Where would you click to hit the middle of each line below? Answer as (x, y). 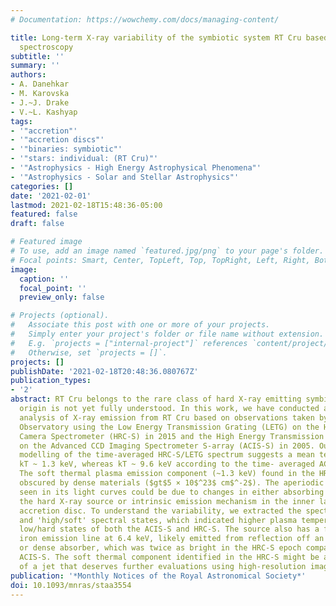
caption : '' (44, 279)
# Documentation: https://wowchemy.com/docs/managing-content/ (145, 19)
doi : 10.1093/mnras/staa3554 (71, 585)
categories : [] (42, 186)
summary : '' (35, 66)
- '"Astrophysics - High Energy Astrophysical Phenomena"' (136, 168)
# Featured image (46, 242)
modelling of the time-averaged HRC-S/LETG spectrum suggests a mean (167, 455)
